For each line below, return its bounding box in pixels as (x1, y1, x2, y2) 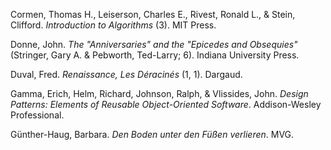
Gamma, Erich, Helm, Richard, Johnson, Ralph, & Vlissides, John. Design (10, 88, 309, 99)
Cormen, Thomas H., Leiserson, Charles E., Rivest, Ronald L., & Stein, (10, 9, 296, 20)
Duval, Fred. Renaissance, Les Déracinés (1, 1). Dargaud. (10, 69, 243, 80)
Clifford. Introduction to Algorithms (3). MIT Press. (10, 19, 217, 31)
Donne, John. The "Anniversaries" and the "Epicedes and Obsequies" (10, 39, 298, 50)
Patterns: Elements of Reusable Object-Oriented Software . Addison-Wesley (10, 99, 322, 110)
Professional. (10, 109, 65, 121)
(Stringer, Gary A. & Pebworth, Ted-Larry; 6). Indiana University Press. (10, 49, 300, 61)
